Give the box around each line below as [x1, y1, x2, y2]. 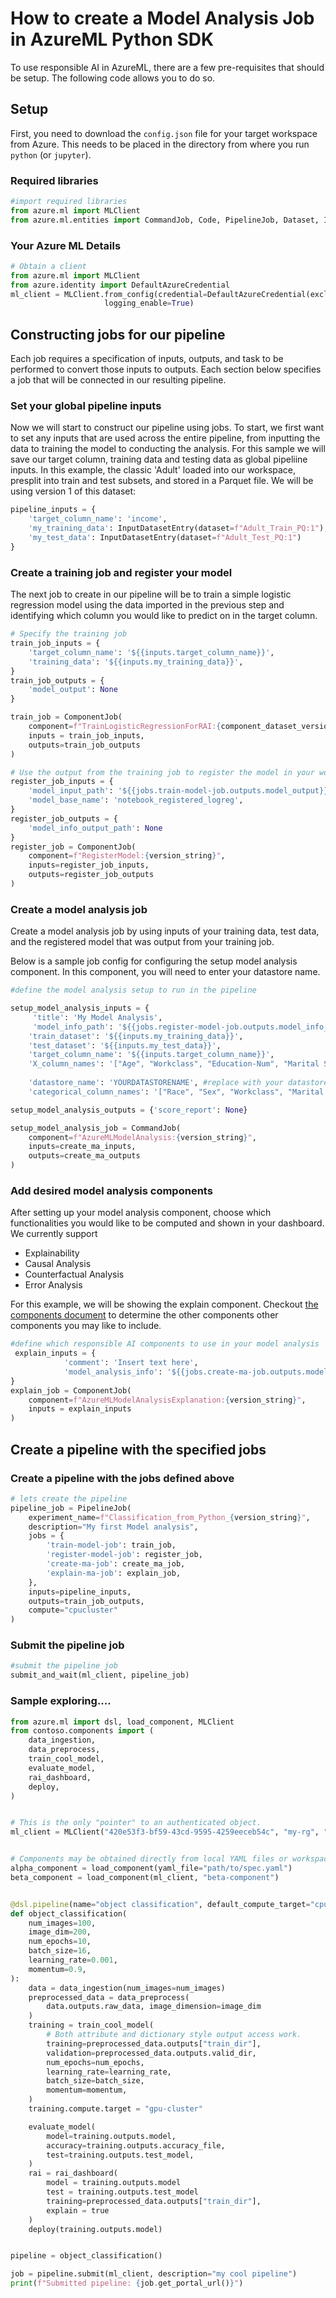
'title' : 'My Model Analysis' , [32, 1012, 163, 1022]
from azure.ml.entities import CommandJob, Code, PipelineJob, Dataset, [10, 215, 320, 225]
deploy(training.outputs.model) [28, 2224, 163, 2234]
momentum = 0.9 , [28, 1964, 87, 1974]
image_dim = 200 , [28, 1927, 92, 1937]
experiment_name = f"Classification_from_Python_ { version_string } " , [28, 1512, 311, 1522]
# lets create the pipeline [10, 1493, 128, 1504]
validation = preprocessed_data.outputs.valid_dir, [46, 2048, 257, 2058]
